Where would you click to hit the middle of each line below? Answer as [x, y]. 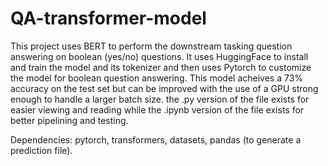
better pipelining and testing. [69, 120]
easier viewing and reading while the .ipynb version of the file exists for [157, 109]
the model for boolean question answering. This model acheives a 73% [157, 78]
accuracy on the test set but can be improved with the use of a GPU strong [164, 88]
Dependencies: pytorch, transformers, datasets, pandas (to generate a [156, 139]
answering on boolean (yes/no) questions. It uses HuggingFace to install [159, 56]
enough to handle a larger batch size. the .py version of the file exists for [160, 99]
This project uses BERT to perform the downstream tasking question [151, 46]
